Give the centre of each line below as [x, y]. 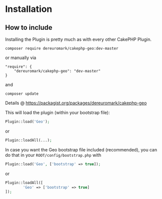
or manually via [21, 58]
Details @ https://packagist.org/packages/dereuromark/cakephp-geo [76, 103]
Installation [29, 9]
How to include [29, 28]
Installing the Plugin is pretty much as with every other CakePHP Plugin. [79, 39]
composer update [22, 94]
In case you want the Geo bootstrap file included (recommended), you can [81, 149]
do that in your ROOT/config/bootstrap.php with [53, 155]
